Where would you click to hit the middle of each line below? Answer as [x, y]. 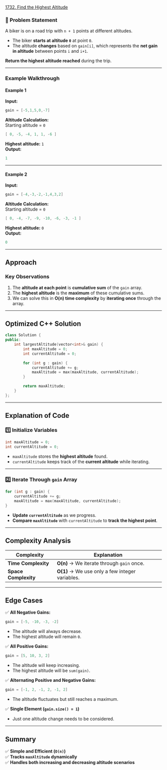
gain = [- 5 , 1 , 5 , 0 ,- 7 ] [28, 111]
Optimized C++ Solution [43, 323]
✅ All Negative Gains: [28, 613]
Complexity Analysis [38, 541]
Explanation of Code [37, 416]
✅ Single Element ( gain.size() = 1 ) [42, 709]
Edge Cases [24, 600]
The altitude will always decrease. [47, 632]
